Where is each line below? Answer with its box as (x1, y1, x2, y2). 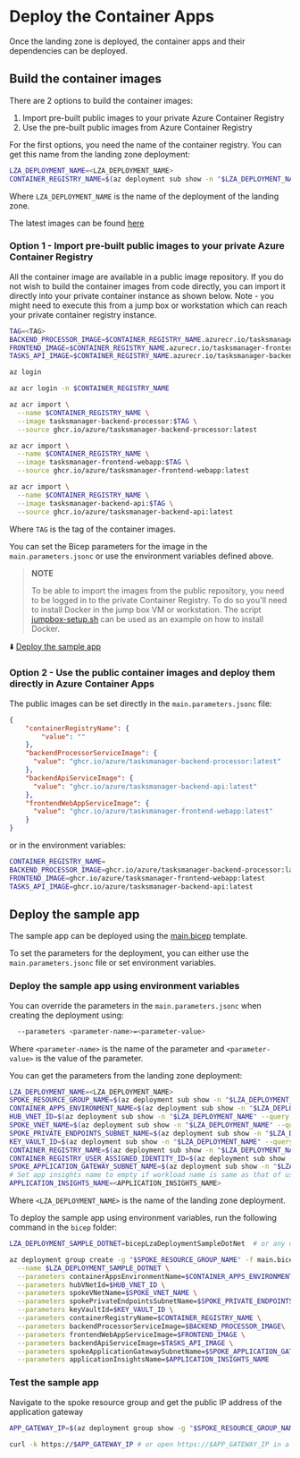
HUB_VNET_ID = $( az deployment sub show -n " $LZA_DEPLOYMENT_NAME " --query (9, 1113, 290, 1121)
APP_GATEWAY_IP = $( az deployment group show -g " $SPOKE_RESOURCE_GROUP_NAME (9, 1423, 297, 1433)
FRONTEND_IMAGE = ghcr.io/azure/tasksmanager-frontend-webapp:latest (9, 874, 266, 882)
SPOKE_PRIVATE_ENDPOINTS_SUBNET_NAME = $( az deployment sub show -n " (9, 1129, 270, 1138)
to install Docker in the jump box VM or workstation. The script (30, 604, 262, 615)
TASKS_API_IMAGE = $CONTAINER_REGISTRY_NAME (9, 352, 170, 361)
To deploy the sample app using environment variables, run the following (9, 1213, 277, 1224)
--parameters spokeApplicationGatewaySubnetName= (17, 1347, 205, 1356)
